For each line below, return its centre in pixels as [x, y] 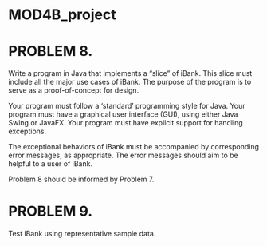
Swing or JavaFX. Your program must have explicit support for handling [126, 123]
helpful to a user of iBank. [51, 164]
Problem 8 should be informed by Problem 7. [81, 179]
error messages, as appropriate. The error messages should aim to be [123, 155]
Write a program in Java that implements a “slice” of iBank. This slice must [130, 73]
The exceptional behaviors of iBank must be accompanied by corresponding [134, 147]
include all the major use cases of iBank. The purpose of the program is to [130, 82]
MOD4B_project [63, 15]
